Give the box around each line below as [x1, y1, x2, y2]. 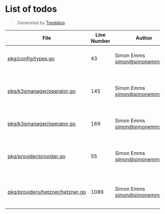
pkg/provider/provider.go [7, 153, 66, 159]
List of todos [5, 3, 57, 15]
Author [136, 34, 153, 41]
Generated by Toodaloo [17, 20, 65, 26]
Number [90, 37, 110, 44]
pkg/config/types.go [7, 55, 55, 62]
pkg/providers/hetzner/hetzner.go [7, 188, 86, 195]
